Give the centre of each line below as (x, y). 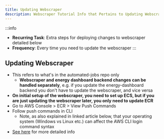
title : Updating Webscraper (34, 10)
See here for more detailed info (43, 132)
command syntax (37, 127)
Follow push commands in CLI (42, 111)
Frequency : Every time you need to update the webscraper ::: (74, 48)
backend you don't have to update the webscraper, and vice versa (86, 90)
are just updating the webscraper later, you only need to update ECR (83, 101)
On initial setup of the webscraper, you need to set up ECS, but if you (83, 96)
